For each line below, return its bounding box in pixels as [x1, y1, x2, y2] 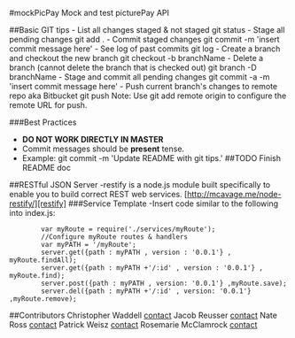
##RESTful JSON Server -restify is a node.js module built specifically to [9, 180, 271, 189]
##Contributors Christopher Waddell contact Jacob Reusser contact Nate [9, 310, 277, 320]
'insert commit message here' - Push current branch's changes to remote [9, 81, 278, 91]
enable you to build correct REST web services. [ [9, 189, 188, 199]
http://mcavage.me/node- [187, 189, 282, 199]
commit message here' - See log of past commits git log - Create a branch [9, 43, 281, 54]
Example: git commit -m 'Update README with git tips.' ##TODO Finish [21, 153, 282, 163]
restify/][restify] [9, 198, 66, 209]
